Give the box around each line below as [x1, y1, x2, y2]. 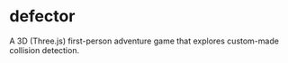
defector [9, 6, 76, 27]
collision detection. [9, 44, 79, 55]
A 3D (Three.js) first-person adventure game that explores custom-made [9, 35, 279, 46]
